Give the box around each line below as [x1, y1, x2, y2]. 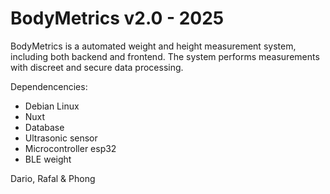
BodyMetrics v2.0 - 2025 [10, 7, 225, 30]
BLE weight [24, 153, 72, 165]
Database [24, 121, 65, 133]
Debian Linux [24, 100, 80, 112]
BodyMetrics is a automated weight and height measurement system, [10, 40, 297, 52]
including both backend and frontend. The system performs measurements [10, 50, 320, 62]
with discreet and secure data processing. [10, 61, 184, 73]
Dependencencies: [10, 80, 88, 92]
